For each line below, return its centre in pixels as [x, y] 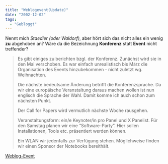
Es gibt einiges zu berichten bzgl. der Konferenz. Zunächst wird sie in [90, 59]
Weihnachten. [32, 75]
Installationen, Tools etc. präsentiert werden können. [72, 131]
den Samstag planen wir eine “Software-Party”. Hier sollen [78, 126]
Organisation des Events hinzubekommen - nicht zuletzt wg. [80, 70]
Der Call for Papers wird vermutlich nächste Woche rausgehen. [83, 111]
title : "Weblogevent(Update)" [37, 10]
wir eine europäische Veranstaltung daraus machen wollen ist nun [86, 90]
